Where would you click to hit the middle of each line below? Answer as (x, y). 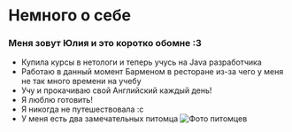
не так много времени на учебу (81, 82)
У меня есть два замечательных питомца (100, 119)
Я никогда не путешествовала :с (82, 109)
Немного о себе (70, 16)
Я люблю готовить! (57, 100)
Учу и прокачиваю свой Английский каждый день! (116, 90)
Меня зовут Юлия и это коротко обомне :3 (105, 43)
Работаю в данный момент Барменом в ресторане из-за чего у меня (152, 72)
